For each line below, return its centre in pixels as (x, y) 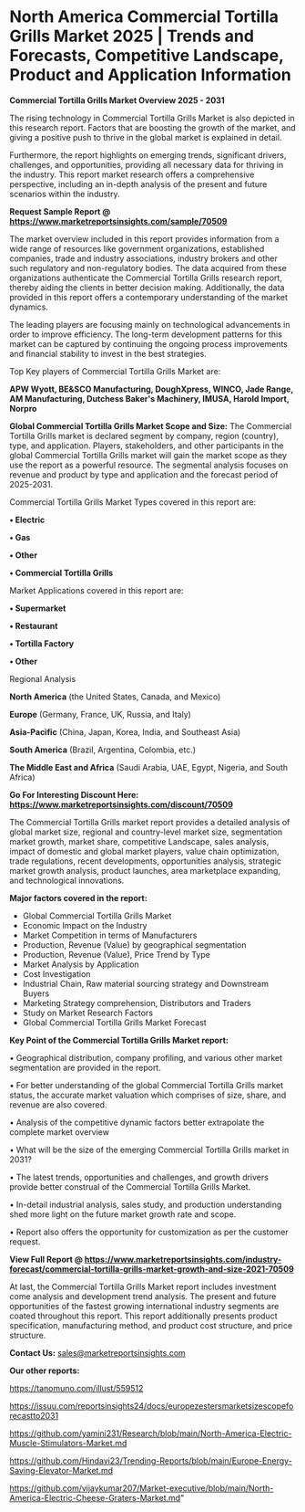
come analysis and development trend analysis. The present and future (143, 1296)
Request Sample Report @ (60, 211)
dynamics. (29, 307)
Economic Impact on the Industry (85, 925)
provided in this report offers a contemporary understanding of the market (149, 297)
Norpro (23, 408)
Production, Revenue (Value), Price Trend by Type (117, 954)
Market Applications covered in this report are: (97, 590)
